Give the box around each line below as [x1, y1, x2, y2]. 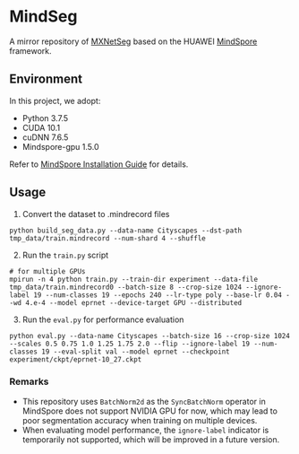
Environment [9, 72, 83, 87]
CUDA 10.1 [21, 122, 61, 133]
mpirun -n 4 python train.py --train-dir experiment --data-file [9, 275, 258, 284]
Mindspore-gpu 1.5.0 [21, 141, 100, 152]
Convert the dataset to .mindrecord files [21, 208, 170, 219]
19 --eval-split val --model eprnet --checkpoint [41, 347, 230, 356]
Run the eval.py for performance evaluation [21, 314, 184, 325]
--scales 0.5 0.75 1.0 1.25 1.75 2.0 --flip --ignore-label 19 [9, 339, 251, 348]
